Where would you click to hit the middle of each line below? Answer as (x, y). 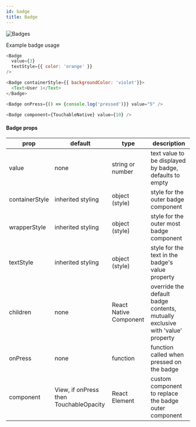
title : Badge (22, 17)
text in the (164, 255)
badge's (162, 262)
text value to (168, 153)
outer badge (168, 199)
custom (161, 378)
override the (167, 286)
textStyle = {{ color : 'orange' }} (52, 67)
